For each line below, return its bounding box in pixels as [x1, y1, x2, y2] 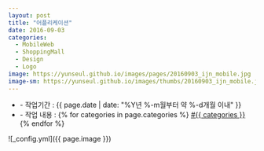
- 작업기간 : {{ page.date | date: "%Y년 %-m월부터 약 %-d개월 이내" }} [19, 100, 242, 109]
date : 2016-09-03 [8, 26, 65, 34]
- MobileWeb [15, 41, 55, 49]
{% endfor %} [19, 119, 65, 128]
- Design [15, 56, 44, 64]
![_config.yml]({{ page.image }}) [8, 134, 112, 143]
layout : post [8, 11, 51, 20]
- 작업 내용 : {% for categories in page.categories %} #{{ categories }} [19, 109, 246, 119]
